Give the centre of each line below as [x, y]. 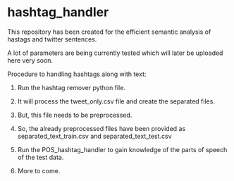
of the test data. [41, 157]
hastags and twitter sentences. [52, 39]
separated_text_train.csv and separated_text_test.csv [94, 136]
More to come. [39, 170]
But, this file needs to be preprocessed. [75, 115]
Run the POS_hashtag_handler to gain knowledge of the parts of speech [122, 149]
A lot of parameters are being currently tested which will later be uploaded [115, 53]
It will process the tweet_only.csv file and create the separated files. [116, 101]
